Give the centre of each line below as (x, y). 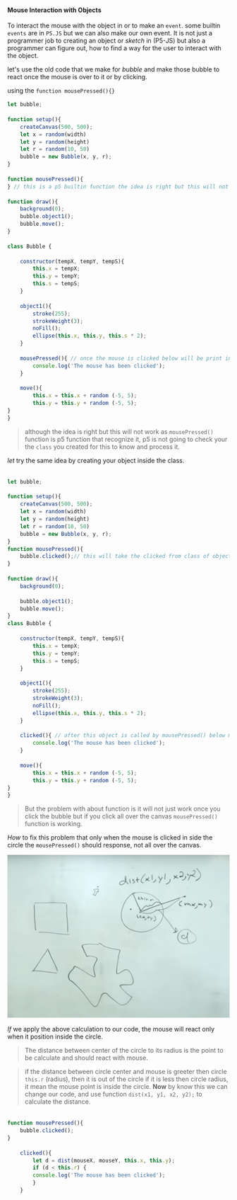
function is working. (53, 824)
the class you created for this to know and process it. (102, 447)
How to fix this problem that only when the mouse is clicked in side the (110, 838)
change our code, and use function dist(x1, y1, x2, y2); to (113, 1095)
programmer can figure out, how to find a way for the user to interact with (115, 48)
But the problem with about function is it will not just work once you (122, 809)
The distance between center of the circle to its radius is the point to (124, 1051)
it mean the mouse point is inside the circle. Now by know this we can (126, 1087)
